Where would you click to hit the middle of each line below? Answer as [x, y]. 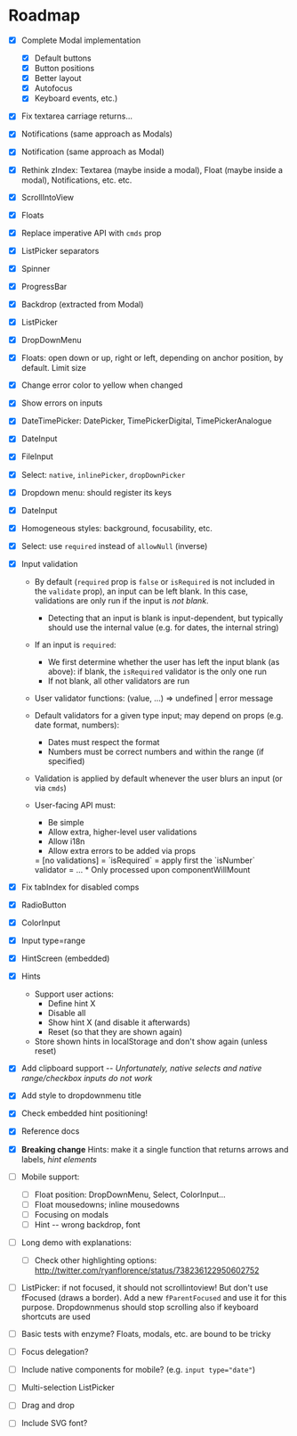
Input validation [49, 563]
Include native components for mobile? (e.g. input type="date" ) [138, 1370]
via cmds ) [51, 788]
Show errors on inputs [62, 403]
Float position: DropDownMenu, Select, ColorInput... [130, 1194]
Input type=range [53, 940]
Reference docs [50, 1131]
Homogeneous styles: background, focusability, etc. [116, 528]
